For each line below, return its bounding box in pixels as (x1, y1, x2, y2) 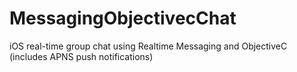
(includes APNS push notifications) (9, 50, 154, 62)
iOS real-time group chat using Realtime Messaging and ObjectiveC (9, 40, 288, 52)
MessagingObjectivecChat (9, 7, 237, 30)
